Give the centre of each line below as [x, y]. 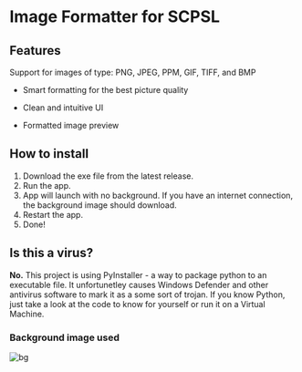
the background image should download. [100, 205]
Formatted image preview [71, 125]
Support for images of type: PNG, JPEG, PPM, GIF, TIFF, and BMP [133, 72]
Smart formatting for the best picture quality [105, 90]
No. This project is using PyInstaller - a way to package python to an [138, 274]
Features [35, 51]
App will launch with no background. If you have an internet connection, [158, 195]
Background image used [65, 337]
